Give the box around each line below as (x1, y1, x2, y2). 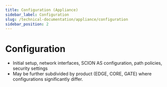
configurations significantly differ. (12, 76, 83, 82)
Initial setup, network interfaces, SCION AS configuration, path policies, (12, 60, 162, 66)
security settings (12, 65, 48, 71)
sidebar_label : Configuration (5, 12, 70, 17)
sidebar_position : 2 (5, 21, 49, 27)
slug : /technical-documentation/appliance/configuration (5, 17, 128, 22)
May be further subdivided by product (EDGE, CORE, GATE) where (12, 71, 152, 77)
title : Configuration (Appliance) (5, 7, 79, 13)
